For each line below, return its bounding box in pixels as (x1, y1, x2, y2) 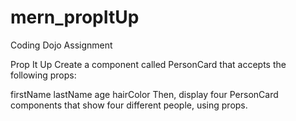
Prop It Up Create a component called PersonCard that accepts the (10, 58, 287, 70)
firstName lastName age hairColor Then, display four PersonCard (10, 88, 279, 100)
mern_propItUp (10, 6, 140, 29)
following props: (10, 69, 77, 81)
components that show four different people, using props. (10, 99, 248, 111)
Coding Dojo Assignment (10, 39, 113, 51)
